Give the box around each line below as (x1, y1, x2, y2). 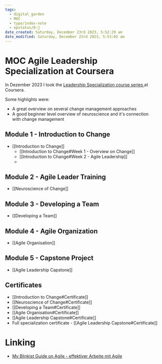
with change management (12, 116, 65, 122)
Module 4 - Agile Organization (5, 227, 98, 235)
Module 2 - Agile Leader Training (5, 173, 106, 181)
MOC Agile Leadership (5, 56, 98, 66)
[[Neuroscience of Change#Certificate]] (12, 299, 92, 305)
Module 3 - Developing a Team (5, 200, 99, 208)
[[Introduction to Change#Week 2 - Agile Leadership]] (19, 153, 128, 159)
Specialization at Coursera (5, 66, 114, 77)
